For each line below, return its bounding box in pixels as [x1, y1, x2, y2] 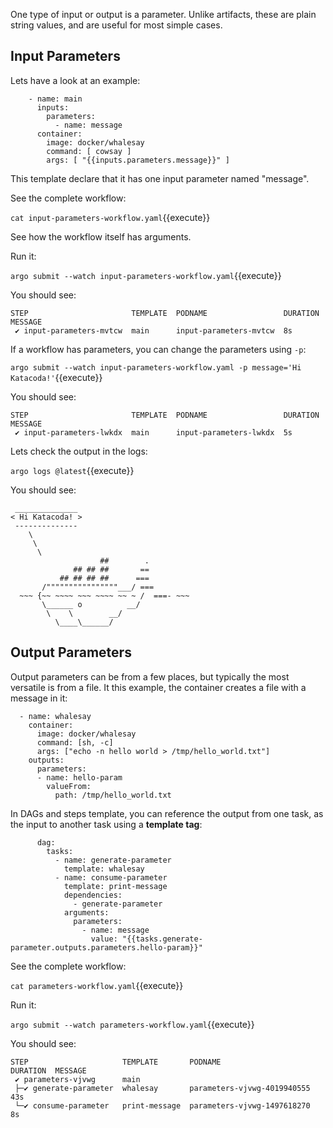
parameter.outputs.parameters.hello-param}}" [10, 942, 203, 953]
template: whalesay [63, 864, 145, 874]
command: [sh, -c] [36, 737, 114, 748]
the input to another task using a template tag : [10, 818, 203, 830]
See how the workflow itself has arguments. [10, 230, 192, 243]
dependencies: [63, 890, 123, 900]
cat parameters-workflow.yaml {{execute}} [10, 979, 184, 991]
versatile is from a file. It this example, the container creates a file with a [10, 681, 307, 693]
